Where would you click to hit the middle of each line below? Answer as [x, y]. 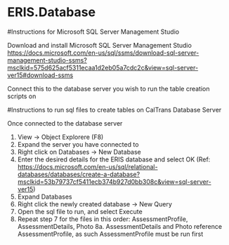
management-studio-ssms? [47, 60]
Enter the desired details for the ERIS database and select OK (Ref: [114, 159]
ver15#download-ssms [40, 75]
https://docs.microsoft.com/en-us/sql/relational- [87, 166]
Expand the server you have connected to [78, 144]
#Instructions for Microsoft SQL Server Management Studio [93, 32]
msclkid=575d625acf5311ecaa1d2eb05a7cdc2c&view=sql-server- [103, 67]
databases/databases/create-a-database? [79, 174]
